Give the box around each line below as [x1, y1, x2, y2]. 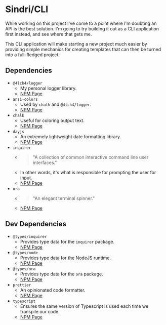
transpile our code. [20, 308, 60, 314]
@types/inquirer [12, 234, 47, 239]
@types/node [12, 250, 38, 255]
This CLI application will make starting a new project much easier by [5, 40, 148, 47]
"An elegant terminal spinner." [32, 195, 95, 201]
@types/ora [12, 266, 36, 271]
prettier [12, 282, 31, 288]
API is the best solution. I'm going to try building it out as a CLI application [5, 25, 159, 31]
